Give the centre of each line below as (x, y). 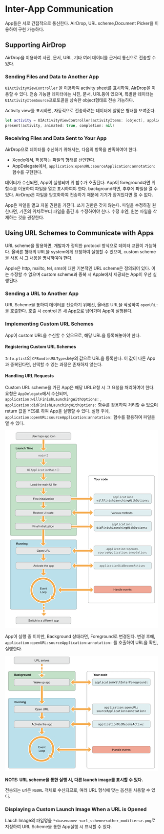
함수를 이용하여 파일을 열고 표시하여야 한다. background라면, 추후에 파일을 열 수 (82, 189)
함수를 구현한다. (27, 172)
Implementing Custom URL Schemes (49, 324)
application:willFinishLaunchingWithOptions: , (53, 399)
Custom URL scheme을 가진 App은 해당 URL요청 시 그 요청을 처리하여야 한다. (80, 387)
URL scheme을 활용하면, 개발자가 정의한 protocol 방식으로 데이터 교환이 (74, 245)
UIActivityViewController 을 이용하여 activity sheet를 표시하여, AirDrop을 (78, 88)
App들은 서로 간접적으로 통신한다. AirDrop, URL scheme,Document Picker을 (79, 23)
